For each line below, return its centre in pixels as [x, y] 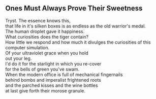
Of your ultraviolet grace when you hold [47, 53]
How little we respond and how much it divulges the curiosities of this [78, 42]
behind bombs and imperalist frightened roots [53, 80]
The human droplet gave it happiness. [45, 31]
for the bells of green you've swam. [42, 69]
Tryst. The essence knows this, [38, 20]
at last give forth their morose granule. [45, 90]
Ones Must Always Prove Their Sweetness [74, 8]
